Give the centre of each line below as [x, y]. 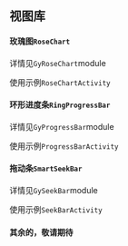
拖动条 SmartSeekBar [46, 168]
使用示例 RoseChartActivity [60, 82]
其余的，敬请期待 [41, 232]
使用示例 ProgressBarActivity [64, 146]
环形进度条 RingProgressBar [60, 105]
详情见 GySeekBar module [54, 190]
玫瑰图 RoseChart [40, 41]
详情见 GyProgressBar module [62, 126]
